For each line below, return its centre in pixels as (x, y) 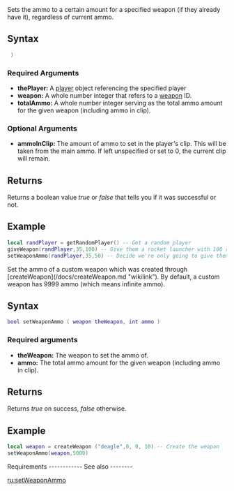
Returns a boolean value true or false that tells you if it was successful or (112, 198)
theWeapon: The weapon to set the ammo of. (83, 355)
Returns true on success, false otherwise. (67, 409)
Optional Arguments (42, 129)
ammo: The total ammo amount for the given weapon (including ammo (119, 362)
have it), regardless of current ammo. (61, 17)
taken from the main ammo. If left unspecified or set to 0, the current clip (122, 151)
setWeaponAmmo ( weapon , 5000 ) (48, 453)
